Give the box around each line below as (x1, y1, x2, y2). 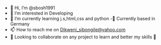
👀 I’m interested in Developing (10, 10, 73, 16)
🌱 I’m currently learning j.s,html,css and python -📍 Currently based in (10, 16, 155, 21)
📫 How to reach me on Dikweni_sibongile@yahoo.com (10, 27, 126, 32)
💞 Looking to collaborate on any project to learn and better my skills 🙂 (10, 34, 156, 40)
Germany (10, 21, 30, 27)
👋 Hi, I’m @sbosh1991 (10, 5, 55, 11)
